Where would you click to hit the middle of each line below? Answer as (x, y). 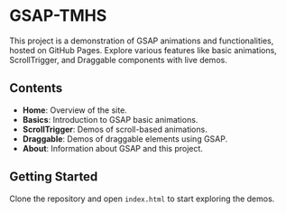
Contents (36, 88)
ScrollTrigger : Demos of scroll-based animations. (115, 129)
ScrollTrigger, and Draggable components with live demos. (118, 60)
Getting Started (54, 177)
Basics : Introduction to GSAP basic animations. (110, 119)
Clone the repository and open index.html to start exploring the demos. (142, 199)
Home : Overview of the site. (75, 110)
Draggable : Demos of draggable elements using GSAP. (125, 139)
